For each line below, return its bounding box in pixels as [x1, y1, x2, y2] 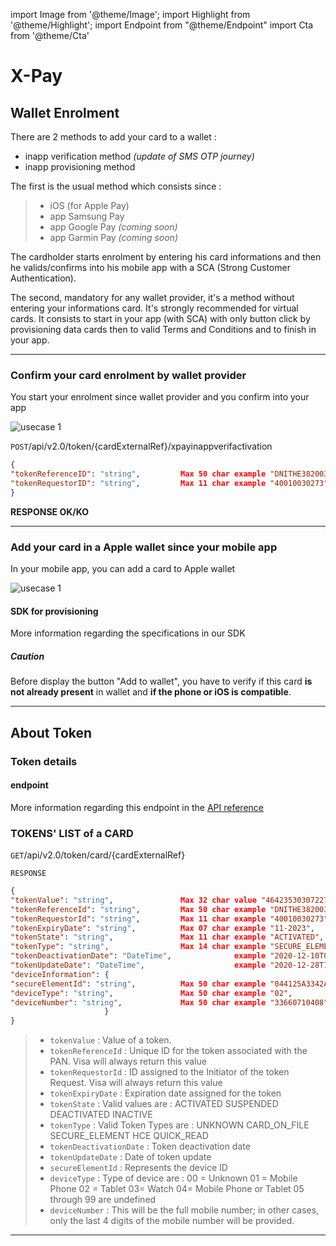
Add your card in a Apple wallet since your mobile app [10, 540, 278, 554]
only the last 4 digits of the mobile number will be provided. [49, 1215, 295, 1227]
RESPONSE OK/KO [10, 505, 89, 518]
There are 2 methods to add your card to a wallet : [10, 131, 217, 143]
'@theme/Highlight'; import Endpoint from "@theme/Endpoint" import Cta [10, 19, 314, 31]
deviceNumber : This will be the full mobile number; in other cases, [49, 1204, 320, 1216]
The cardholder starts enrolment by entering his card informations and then [10, 251, 322, 263]
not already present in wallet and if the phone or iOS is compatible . [10, 686, 292, 698]
